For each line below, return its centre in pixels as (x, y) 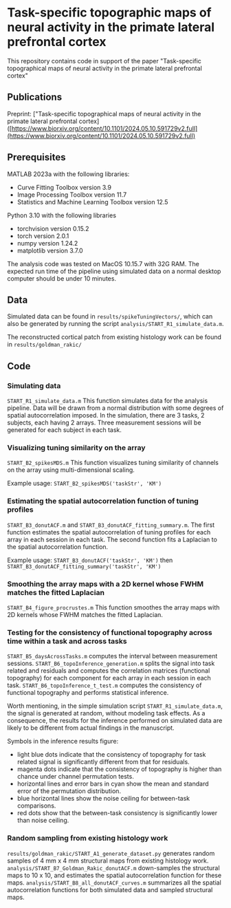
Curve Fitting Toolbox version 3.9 (64, 187)
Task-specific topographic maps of (109, 13)
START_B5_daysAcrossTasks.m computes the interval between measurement (112, 656)
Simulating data (34, 385)
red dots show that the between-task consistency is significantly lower (117, 813)
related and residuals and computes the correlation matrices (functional (109, 671)
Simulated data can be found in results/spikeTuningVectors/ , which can (110, 316)
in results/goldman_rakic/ (45, 345)
